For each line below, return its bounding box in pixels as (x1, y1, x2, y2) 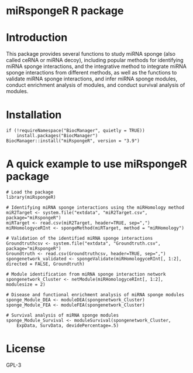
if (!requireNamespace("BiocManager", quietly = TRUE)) (6, 128, 145, 134)
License (6, 342, 46, 355)
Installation (6, 108, 62, 121)
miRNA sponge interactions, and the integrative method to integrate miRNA (6, 63, 187, 70)
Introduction (6, 31, 68, 45)
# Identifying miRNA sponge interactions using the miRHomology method (6, 205, 184, 211)
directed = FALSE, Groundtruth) (6, 261, 85, 267)
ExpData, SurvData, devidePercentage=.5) (16, 323, 119, 328)
